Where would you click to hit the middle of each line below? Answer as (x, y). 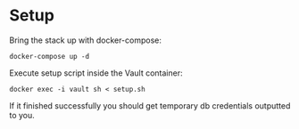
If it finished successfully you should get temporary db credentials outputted (150, 105)
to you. (22, 115)
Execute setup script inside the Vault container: (96, 73)
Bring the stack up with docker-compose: (86, 40)
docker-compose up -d (50, 56)
